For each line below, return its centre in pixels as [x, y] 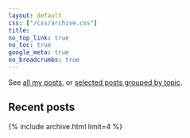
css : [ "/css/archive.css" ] [53, 23]
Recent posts [42, 107]
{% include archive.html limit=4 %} [66, 126]
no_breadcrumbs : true [44, 60]
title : [19, 30]
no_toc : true [30, 45]
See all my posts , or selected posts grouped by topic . [95, 82]
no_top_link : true [39, 38]
